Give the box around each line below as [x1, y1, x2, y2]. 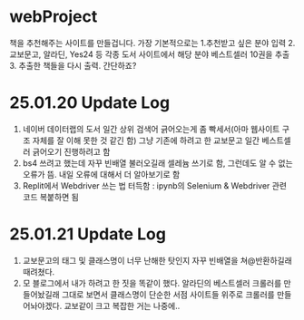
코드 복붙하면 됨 [22, 191, 79, 202]
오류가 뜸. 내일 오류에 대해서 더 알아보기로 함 [22, 169, 181, 179]
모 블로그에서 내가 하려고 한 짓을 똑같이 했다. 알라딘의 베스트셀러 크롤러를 [22, 277, 282, 288]
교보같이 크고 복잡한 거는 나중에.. [64, 300, 181, 311]
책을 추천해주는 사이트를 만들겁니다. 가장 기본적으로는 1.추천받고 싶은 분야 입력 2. [9, 37, 296, 48]
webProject [9, 6, 98, 27]
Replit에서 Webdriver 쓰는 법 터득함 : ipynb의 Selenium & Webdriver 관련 [22, 179, 288, 191]
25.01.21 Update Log [9, 224, 166, 245]
